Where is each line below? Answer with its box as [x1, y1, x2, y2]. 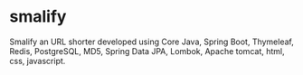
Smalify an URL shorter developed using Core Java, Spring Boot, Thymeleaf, [9, 36, 294, 47]
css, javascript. [9, 55, 66, 66]
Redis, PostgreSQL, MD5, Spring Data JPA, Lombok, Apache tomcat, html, [9, 45, 285, 56]
